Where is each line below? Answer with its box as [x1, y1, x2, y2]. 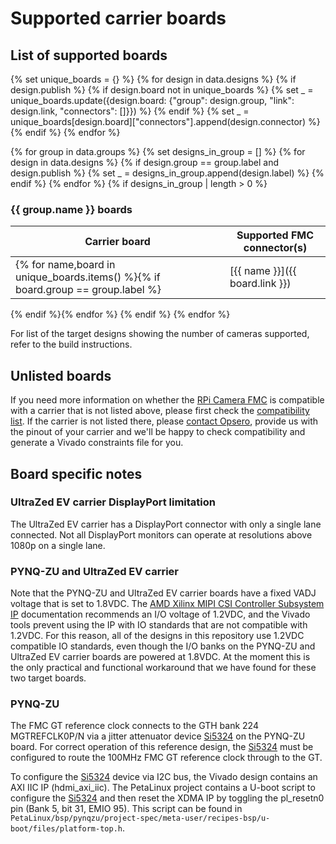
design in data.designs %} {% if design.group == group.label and [10, 157, 279, 168]
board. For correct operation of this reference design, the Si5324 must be [10, 741, 314, 753]
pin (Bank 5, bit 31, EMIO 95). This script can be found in [10, 803, 243, 815]
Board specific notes [10, 465, 143, 482]
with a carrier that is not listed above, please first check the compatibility [10, 405, 310, 417]
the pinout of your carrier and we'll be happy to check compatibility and [10, 426, 306, 438]
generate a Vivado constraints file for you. [10, 437, 184, 449]
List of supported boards [10, 47, 168, 64]
